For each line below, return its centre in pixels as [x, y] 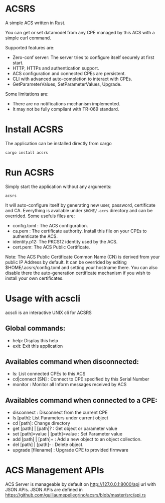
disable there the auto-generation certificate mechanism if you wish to [78, 273]
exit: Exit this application [38, 346]
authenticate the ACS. [35, 236]
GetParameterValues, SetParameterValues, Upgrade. [67, 84]
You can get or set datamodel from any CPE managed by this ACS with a [80, 32]
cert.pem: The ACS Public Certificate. [51, 247]
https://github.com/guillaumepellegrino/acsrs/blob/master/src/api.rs [76, 495]
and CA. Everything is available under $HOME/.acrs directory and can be [79, 210]
